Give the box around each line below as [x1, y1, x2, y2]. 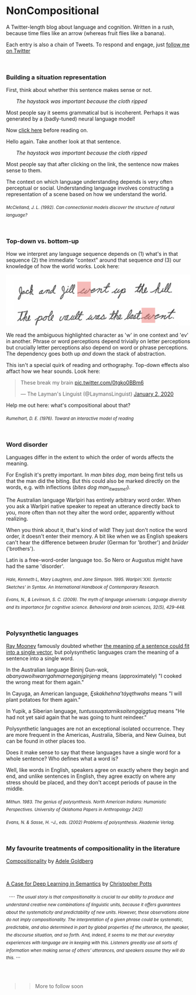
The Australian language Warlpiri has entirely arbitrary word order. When [6, 496, 181, 503]
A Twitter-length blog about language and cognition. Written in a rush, [6, 23, 174, 30]
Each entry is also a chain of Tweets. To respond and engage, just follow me [6, 41, 190, 48]
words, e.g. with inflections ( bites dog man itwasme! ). [6, 484, 130, 492]
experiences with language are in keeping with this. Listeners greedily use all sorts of [6, 939, 178, 946]
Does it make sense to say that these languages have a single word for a [6, 749, 181, 756]
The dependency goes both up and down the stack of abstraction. [6, 350, 166, 357]
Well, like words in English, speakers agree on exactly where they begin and [6, 767, 189, 774]
